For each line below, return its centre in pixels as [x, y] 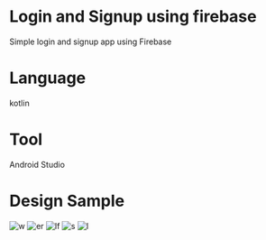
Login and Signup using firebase [133, 17]
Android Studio [37, 164]
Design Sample [67, 201]
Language [48, 78]
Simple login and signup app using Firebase [91, 42]
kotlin [19, 103]
